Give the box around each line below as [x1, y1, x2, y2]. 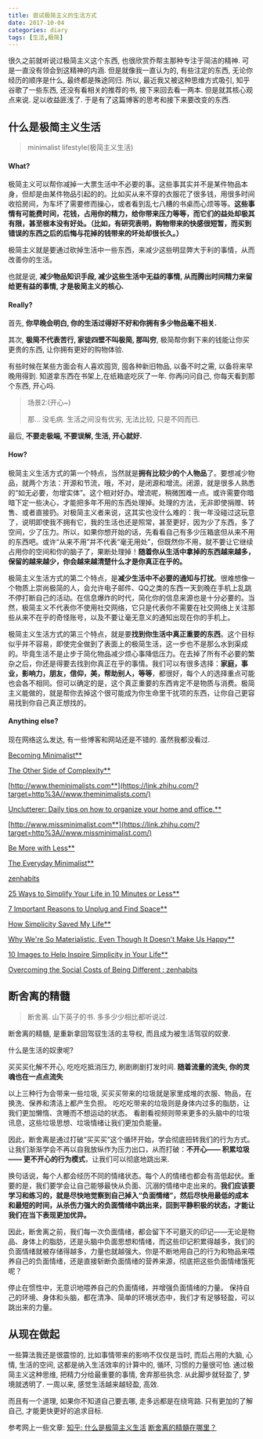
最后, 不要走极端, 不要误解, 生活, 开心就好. [8, 431, 142, 440]
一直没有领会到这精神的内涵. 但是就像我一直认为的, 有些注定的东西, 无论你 [14, 66, 253, 75]
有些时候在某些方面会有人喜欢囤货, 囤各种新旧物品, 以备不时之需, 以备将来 [8, 362, 247, 371]
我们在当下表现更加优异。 [8, 1210, 91, 1219]
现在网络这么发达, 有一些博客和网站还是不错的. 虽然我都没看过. [8, 735, 210, 744]
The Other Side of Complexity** [8, 765, 111, 775]
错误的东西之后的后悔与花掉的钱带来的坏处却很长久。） [8, 228, 183, 238]
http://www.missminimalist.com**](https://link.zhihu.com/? [10, 820, 200, 829]
